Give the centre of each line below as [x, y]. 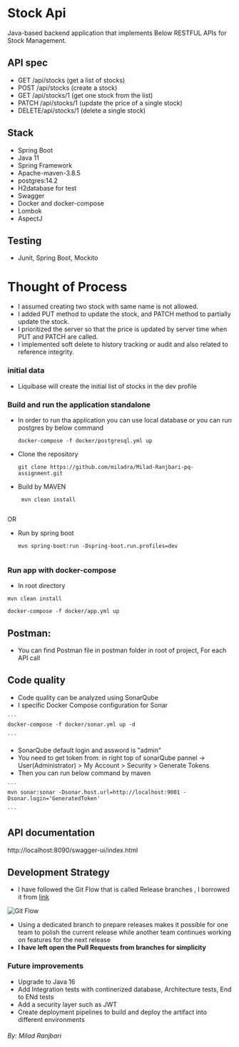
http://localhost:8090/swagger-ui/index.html [73, 850]
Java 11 [28, 158]
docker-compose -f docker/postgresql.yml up [85, 440]
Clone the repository [48, 454]
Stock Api [37, 13]
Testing [25, 241]
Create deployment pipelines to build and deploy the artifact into [112, 1012]
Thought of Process [67, 287]
